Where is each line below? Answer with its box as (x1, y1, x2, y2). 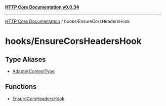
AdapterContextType (12, 69, 55, 74)
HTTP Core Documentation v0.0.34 (5, 4, 80, 10)
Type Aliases (5, 55, 46, 64)
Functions (5, 82, 37, 91)
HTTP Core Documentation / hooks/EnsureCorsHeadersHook (5, 18, 130, 24)
